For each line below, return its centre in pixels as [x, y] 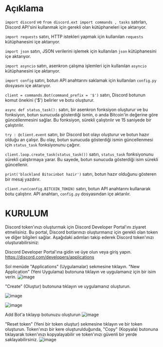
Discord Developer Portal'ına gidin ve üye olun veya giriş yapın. [68, 252]
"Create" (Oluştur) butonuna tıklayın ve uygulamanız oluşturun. [68, 286]
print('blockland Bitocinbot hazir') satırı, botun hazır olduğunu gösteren [81, 174]
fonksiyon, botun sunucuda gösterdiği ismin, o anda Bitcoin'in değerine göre [81, 114]
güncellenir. [17, 164]
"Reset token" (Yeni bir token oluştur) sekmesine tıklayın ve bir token [74, 324]
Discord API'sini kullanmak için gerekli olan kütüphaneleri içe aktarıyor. [76, 27]
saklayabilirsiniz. [21, 339]
